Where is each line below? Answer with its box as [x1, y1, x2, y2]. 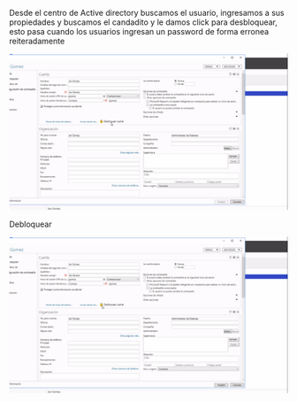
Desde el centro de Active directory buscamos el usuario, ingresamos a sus [9, 8, 285, 18]
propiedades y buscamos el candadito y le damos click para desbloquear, [9, 17, 278, 27]
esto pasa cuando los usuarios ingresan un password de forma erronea [9, 27, 270, 36]
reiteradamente [9, 35, 65, 46]
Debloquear [9, 219, 52, 229]
